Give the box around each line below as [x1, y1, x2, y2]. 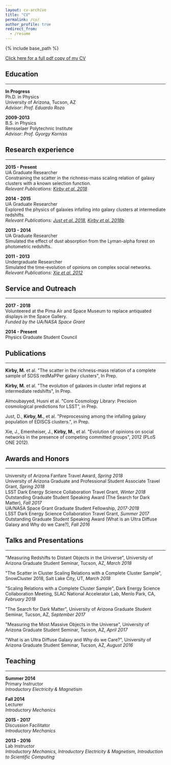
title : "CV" [5, 12, 31, 17]
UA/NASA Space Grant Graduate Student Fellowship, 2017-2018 [5, 505, 139, 511]
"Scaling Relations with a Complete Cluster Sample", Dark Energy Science [5, 585, 160, 591]
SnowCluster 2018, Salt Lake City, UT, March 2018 [5, 575, 111, 581]
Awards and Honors [5, 454, 70, 463]
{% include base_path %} [5, 45, 59, 51]
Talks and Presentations [5, 536, 84, 545]
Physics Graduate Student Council [5, 334, 77, 340]
